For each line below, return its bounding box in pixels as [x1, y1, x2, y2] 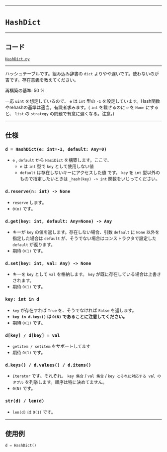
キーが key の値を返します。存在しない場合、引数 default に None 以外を [12, 229, 160, 235]
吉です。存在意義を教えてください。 [5, 77, 79, 83]
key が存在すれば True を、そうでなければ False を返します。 [12, 307, 137, 313]
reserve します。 [12, 199, 47, 205]
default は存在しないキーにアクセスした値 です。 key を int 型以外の [19, 170, 161, 176]
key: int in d [5, 296, 39, 302]
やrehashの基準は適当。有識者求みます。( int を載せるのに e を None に [5, 104, 150, 110]
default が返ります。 [12, 241, 56, 247]
